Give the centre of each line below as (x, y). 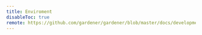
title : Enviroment (29, 12)
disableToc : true (28, 17)
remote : (16, 23)
